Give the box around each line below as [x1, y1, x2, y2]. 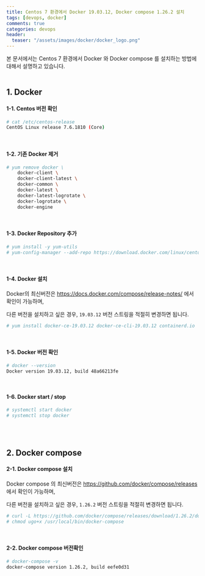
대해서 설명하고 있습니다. [6, 62, 65, 70]
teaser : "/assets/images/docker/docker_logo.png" [12, 37, 140, 43]
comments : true [6, 20, 45, 26]
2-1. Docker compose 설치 [6, 465, 73, 473]
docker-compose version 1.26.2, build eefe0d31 [6, 564, 130, 570]
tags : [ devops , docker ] [6, 15, 67, 21]
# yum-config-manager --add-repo [6, 249, 92, 255]
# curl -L [6, 513, 32, 519]
